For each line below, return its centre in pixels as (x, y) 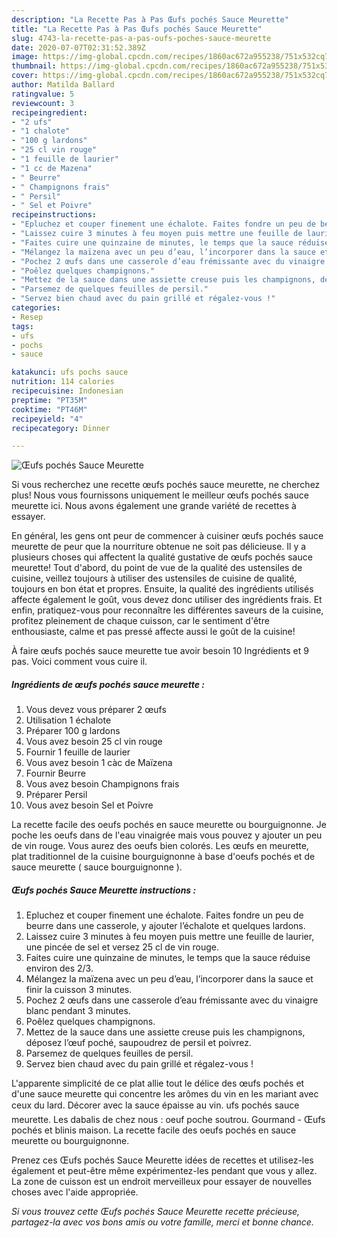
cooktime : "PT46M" (49, 409)
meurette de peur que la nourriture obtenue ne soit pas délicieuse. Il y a (159, 547)
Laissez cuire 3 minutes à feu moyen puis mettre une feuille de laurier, (170, 937)
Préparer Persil (56, 795)
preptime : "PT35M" (49, 400)
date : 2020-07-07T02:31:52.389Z (78, 47)
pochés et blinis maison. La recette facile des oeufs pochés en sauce (154, 1130)
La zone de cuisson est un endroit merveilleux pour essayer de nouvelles (162, 1182)
